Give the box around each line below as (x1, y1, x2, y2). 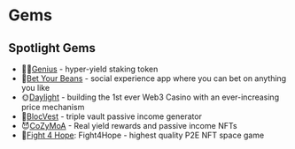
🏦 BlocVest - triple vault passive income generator (20, 111, 203, 122)
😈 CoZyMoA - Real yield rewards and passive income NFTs (20, 121, 237, 130)
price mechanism (20, 102, 85, 112)
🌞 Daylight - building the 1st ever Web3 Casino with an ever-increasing (20, 92, 280, 102)
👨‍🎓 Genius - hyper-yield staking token (20, 63, 159, 74)
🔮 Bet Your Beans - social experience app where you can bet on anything (20, 73, 287, 84)
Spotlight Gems (8, 41, 97, 56)
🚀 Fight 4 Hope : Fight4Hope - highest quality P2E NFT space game (20, 130, 265, 140)
